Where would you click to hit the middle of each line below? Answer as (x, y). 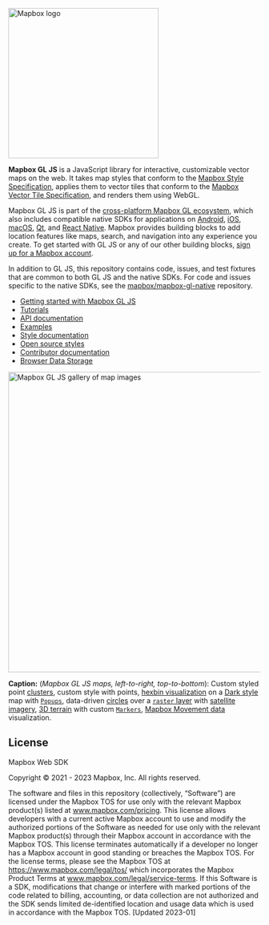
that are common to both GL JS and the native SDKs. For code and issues (129, 277)
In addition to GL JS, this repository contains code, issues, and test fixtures (132, 269)
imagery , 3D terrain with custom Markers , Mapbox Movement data (117, 709)
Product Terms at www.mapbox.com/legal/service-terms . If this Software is (133, 878)
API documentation (52, 318)
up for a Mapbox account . (51, 253)
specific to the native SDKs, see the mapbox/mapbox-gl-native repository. (130, 286)
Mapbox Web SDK (38, 762)
